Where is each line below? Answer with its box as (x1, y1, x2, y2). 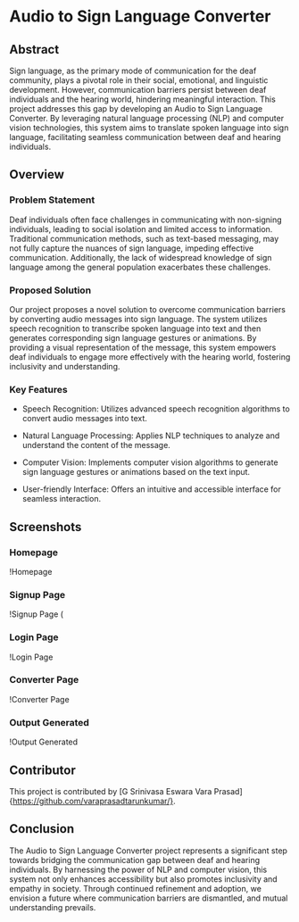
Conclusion (9, 821, 75, 836)
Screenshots (9, 519, 82, 535)
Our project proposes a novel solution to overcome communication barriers (9, 303, 286, 314)
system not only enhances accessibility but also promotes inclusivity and (9, 873, 278, 885)
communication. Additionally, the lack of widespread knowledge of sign (9, 252, 272, 262)
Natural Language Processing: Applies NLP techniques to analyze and (21, 430, 280, 441)
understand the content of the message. (21, 440, 171, 451)
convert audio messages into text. (21, 413, 147, 424)
